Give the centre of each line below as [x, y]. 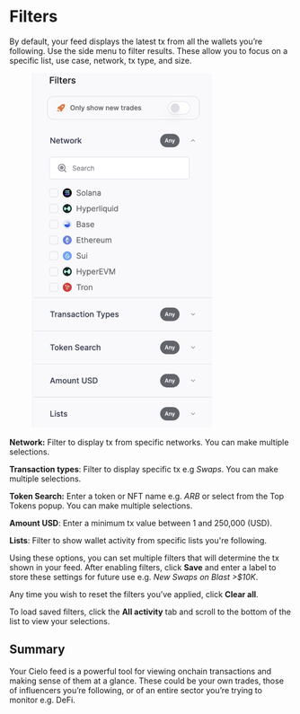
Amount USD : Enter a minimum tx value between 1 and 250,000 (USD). [141, 524]
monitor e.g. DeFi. [43, 700]
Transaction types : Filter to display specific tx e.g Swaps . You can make [144, 470]
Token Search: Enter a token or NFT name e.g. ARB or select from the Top [147, 497]
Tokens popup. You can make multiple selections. [101, 506]
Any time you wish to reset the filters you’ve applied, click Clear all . [134, 595]
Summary [37, 650]
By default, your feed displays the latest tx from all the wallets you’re [136, 41]
